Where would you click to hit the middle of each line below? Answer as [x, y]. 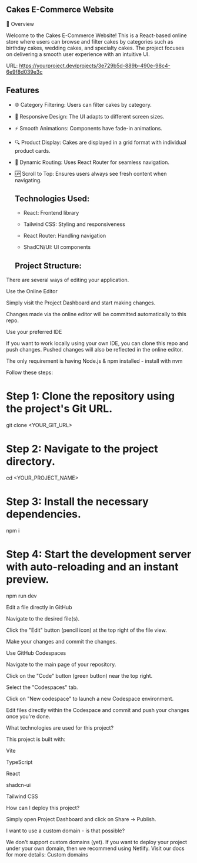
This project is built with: [36, 739]
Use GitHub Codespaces [36, 653]
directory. [31, 462]
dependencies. [44, 514]
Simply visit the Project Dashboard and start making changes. [81, 303]
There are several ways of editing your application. [68, 280]
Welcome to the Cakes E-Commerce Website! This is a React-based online [96, 35]
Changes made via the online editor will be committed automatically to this [96, 314]
